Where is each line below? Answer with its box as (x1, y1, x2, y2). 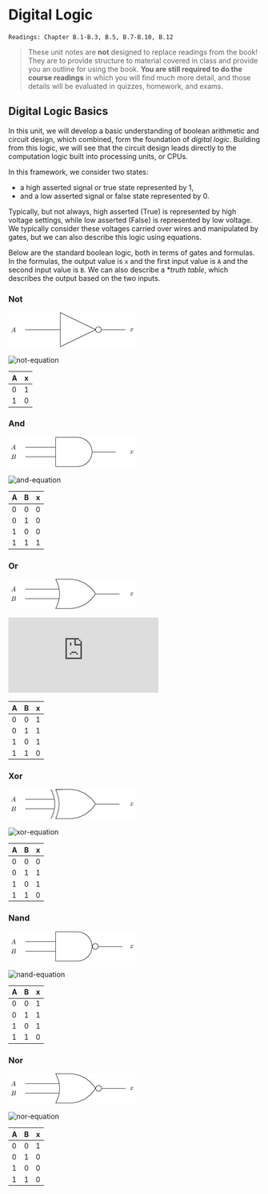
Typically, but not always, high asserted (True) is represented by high (8, 206, 237, 216)
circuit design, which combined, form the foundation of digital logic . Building (8, 134, 261, 144)
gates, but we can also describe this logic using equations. (8, 232, 202, 242)
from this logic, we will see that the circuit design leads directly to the (8, 143, 238, 152)
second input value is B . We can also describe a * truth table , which (8, 265, 229, 274)
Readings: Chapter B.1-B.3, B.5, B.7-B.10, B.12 (8, 33, 174, 41)
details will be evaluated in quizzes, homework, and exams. (27, 81, 224, 91)
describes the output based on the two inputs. (8, 273, 161, 282)
